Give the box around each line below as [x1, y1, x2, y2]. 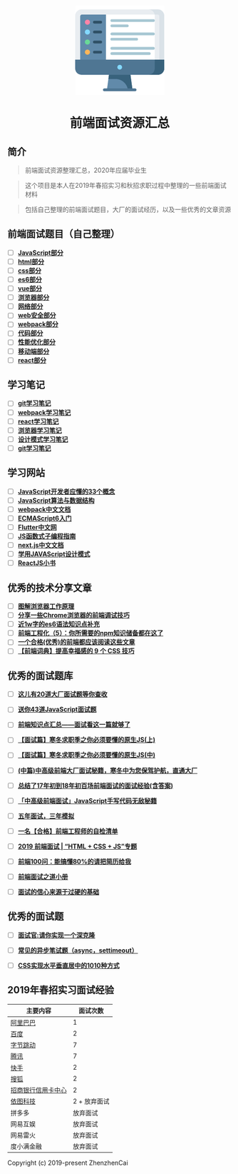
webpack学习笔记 [17, 408, 71, 416]
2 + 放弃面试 [73, 1097, 110, 1105]
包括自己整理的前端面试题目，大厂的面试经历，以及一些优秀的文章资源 [24, 205, 232, 214]
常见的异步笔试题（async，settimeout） [17, 945, 138, 954]
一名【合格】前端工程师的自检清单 [17, 826, 118, 836]
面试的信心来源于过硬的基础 [17, 888, 100, 896]
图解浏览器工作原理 [17, 602, 75, 611]
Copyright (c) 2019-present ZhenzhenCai [7, 1158, 128, 1167]
